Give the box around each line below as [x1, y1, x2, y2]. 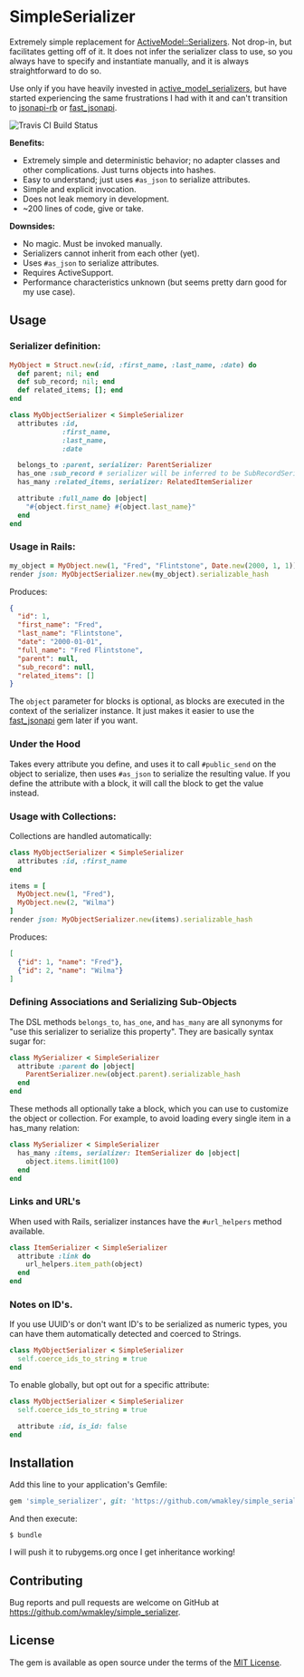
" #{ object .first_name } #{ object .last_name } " [25, 502, 196, 512]
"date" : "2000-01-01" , [17, 638, 103, 647]
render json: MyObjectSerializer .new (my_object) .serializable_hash [9, 570, 270, 579]
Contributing [9, 1573, 83, 1588]
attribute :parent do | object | [17, 1061, 136, 1071]
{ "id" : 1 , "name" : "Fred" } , [17, 957, 124, 967]
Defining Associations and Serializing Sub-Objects [9, 996, 237, 1009]
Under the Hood [9, 737, 81, 750]
